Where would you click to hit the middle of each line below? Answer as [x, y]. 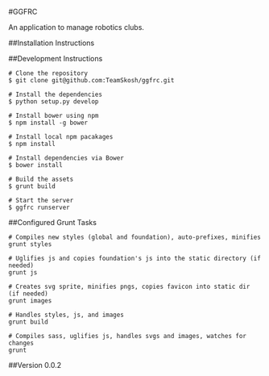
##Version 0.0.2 [35, 365]
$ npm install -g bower [48, 123]
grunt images [30, 301]
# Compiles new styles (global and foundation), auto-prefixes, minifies [135, 237]
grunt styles [30, 244]
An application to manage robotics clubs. [77, 27]
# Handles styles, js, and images [66, 315]
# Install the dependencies [56, 94]
